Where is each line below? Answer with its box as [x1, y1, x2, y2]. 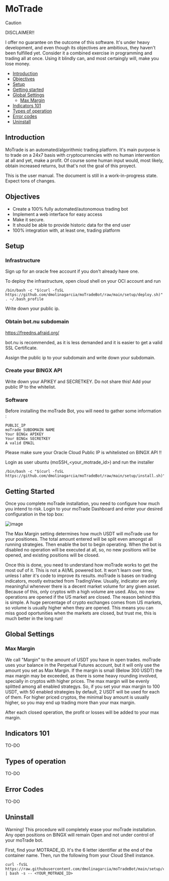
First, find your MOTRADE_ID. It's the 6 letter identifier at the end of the [5, 847, 152, 853]
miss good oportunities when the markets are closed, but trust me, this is [5, 610, 157, 616]
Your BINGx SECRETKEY [5, 436, 51, 442]
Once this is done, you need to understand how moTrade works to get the [5, 561, 158, 568]
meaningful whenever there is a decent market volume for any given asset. [5, 583, 160, 589]
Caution [5, 20, 22, 26]
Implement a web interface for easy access [12, 211, 103, 217]
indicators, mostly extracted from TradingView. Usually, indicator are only [5, 578, 157, 584]
